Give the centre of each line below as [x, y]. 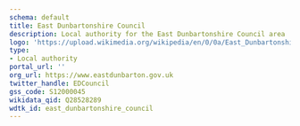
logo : [19, 42]
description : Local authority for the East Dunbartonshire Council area [147, 34]
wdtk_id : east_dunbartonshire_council [81, 108]
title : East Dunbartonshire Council [77, 26]
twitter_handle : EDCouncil [59, 83]
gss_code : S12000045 [48, 91]
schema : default [39, 17]
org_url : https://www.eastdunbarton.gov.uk [92, 75]
